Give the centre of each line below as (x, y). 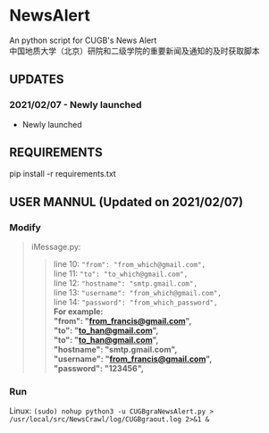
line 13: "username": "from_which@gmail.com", (137, 293)
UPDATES (37, 80)
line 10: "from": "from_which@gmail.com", (130, 264)
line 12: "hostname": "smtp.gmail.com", (126, 283)
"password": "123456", (99, 369)
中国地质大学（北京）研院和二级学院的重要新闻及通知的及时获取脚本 (134, 51)
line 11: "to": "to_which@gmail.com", (121, 274)
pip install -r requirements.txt (63, 174)
